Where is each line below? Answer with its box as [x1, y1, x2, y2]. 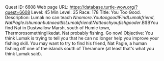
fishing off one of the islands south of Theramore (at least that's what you [5, 46, 154, 51]
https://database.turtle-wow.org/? [69, 4, 138, 10]
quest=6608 [5, 9, 30, 15]
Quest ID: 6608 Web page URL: [5, 4, 69, 10]
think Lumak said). [5, 51, 43, 57]
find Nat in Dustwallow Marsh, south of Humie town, [5, 25, 110, 31]
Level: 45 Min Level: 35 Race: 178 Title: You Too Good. [31, 9, 141, 15]
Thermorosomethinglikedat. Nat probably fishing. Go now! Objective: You [5, 30, 153, 36]
